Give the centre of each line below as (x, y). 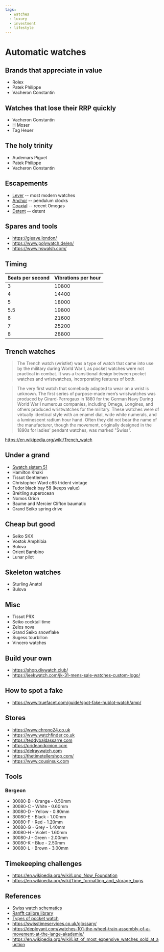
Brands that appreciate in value (54, 70)
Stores (15, 718)
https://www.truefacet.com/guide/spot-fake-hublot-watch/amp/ (77, 702)
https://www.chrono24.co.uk (41, 729)
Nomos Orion (25, 498)
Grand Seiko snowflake (35, 632)
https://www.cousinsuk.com (41, 761)
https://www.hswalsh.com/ (39, 249)
